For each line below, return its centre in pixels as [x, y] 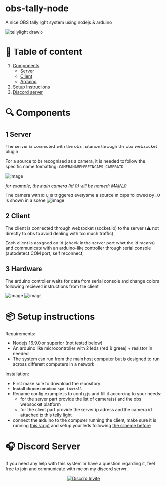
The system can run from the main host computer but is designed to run [86, 359]
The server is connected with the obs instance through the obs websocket [81, 146]
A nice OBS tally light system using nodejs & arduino [59, 22]
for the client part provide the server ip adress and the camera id [86, 410]
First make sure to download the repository [57, 384]
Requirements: [20, 334]
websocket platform [41, 404]
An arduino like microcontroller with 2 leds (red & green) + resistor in [83, 348]
